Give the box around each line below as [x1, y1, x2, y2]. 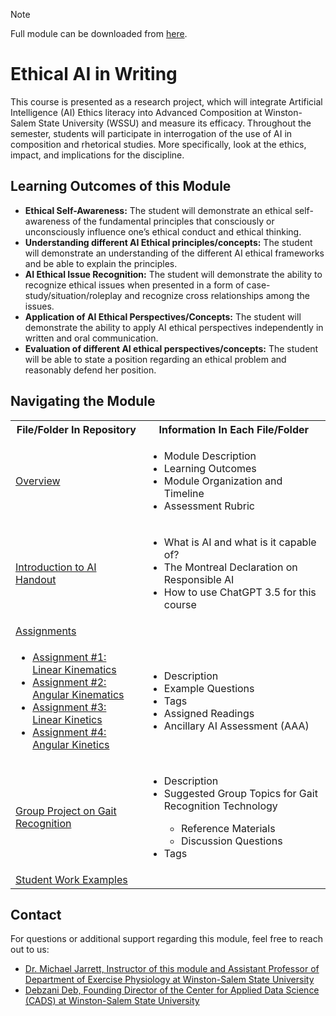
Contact [10, 906, 62, 923]
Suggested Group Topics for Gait [163, 786, 318, 800]
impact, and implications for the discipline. [10, 149, 185, 161]
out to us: [10, 944, 50, 956]
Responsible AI [163, 572, 235, 586]
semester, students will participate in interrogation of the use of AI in [10, 127, 293, 139]
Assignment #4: [32, 725, 107, 739]
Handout [15, 572, 57, 586]
